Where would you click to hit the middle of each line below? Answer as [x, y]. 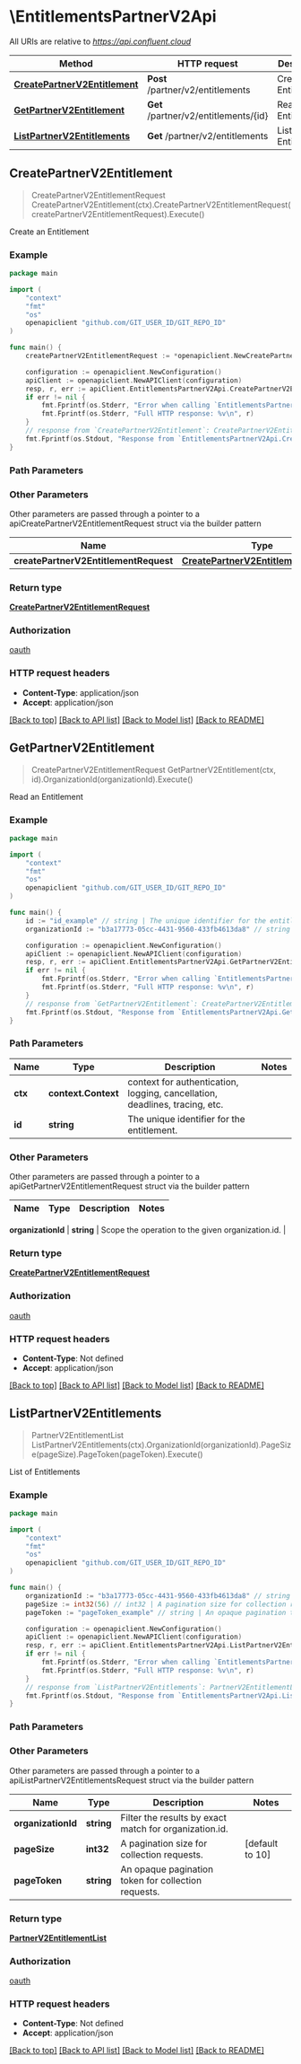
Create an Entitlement [49, 232]
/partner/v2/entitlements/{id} [208, 116]
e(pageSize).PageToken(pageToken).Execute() [117, 1454]
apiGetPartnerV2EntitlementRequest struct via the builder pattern [129, 1186]
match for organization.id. [174, 1829]
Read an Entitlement [46, 796]
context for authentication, [183, 1082]
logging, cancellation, [172, 1093]
